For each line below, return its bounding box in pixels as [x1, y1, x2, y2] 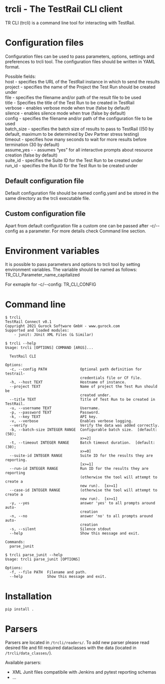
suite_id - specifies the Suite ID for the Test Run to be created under [5, 157, 143, 163]
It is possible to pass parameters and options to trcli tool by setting [5, 262, 140, 267]
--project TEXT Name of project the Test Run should [9, 384, 158, 389]
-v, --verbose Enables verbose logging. [9, 418, 133, 424]
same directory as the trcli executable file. [5, 195, 90, 201]
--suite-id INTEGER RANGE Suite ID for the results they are [9, 453, 153, 458]
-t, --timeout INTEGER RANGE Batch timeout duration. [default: [9, 440, 155, 445]
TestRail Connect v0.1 [5, 319, 52, 324]
